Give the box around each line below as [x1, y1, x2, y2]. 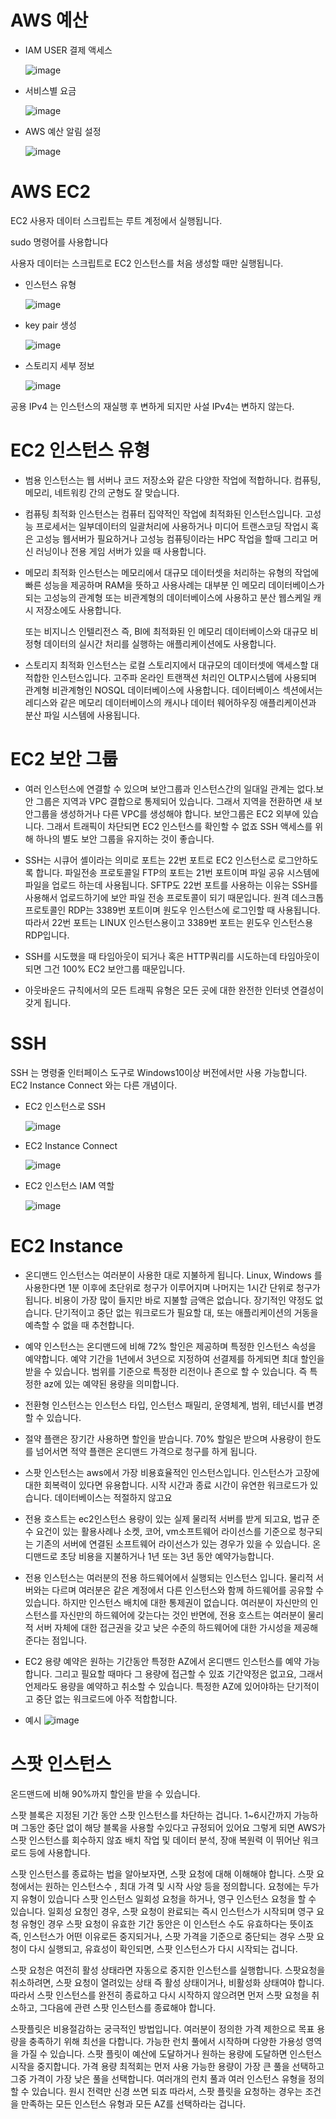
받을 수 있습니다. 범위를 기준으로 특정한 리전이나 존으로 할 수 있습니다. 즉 [24, 1365, 308, 1377]
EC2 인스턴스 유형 [10, 439, 151, 462]
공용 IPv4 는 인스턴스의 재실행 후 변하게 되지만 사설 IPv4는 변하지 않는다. [10, 400, 295, 412]
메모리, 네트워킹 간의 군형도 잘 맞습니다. [24, 486, 180, 498]
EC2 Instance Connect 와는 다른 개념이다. [10, 1079, 178, 1091]
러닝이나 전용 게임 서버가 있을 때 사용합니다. [35, 545, 207, 557]
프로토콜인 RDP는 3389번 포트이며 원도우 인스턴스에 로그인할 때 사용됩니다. [24, 904, 321, 916]
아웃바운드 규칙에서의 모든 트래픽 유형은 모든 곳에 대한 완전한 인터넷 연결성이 [24, 984, 325, 996]
